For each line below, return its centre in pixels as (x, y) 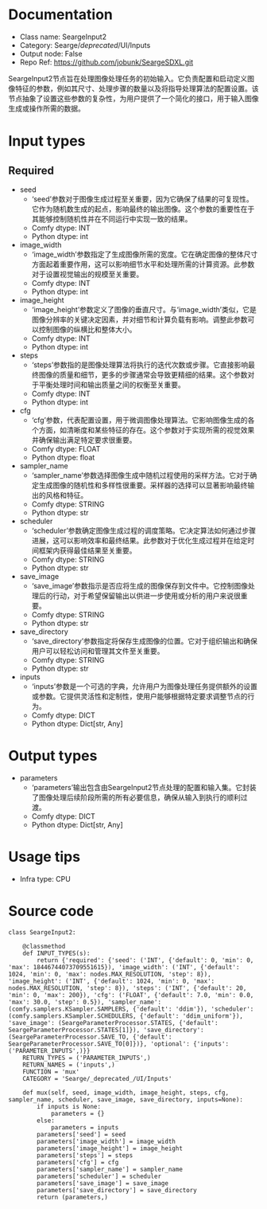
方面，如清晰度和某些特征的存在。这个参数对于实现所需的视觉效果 (147, 430)
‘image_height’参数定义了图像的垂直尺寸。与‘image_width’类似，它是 (144, 309)
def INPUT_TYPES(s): (56, 953)
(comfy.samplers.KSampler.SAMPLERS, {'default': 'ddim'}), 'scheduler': (131, 1009)
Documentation (61, 15)
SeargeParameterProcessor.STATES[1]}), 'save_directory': (106, 1030)
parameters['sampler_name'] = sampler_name (110, 1169)
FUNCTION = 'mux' (51, 1072)
